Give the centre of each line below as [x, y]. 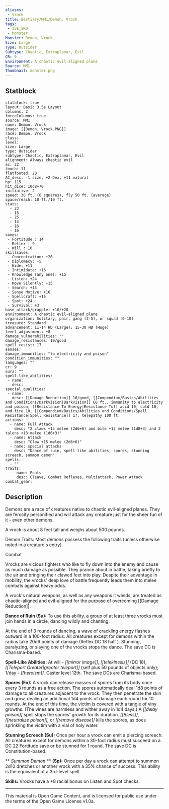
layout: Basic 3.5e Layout [33, 107]
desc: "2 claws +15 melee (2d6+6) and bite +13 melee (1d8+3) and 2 [88, 428]
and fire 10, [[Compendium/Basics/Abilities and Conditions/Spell [76, 411]
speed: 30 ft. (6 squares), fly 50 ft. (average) [58, 195]
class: [12, 138]
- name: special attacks [36, 446]
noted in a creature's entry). [34, 545]
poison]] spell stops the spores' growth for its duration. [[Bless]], [72, 714]
